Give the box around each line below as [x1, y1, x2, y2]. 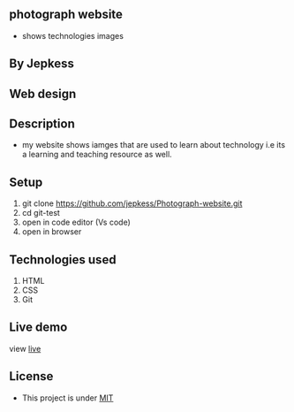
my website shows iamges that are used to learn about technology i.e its [21, 140, 285, 150]
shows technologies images [21, 30, 124, 41]
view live [9, 343, 41, 354]
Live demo [9, 320, 68, 335]
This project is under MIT [21, 393, 114, 403]
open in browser [21, 226, 82, 237]
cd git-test [21, 208, 60, 218]
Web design [9, 86, 77, 101]
